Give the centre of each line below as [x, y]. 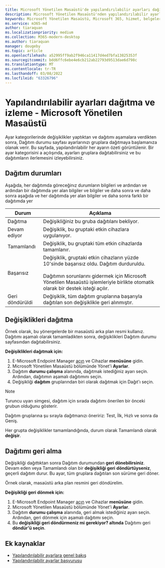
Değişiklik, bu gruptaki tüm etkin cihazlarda [93, 243]
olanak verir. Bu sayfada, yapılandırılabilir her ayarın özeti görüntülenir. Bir [79, 147]
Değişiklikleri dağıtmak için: [34, 351]
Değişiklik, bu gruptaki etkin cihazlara [86, 229]
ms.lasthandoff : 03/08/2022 [34, 74]
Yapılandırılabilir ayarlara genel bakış [49, 555]
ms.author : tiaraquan [27, 42]
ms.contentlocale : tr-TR [30, 69]
